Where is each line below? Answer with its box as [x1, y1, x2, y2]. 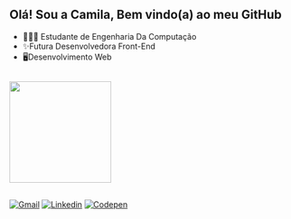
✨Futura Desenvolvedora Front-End [22, 41, 156, 51]
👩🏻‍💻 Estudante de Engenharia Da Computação [22, 31, 197, 41]
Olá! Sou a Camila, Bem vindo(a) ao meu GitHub [9, 7, 282, 23]
